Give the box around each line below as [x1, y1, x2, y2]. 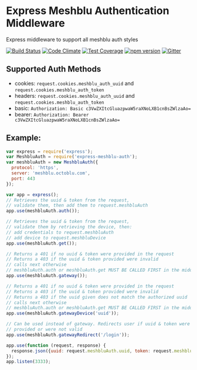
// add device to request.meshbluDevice [6, 235, 107, 241]
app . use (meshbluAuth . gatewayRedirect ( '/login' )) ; [6, 332, 130, 338]
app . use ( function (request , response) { [6, 342, 107, 348]
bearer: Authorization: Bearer [14, 111, 89, 118]
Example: [6, 133, 41, 143]
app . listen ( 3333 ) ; [6, 359, 51, 365]
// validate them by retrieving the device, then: [6, 224, 133, 230]
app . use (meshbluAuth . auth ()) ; [6, 208, 80, 214]
